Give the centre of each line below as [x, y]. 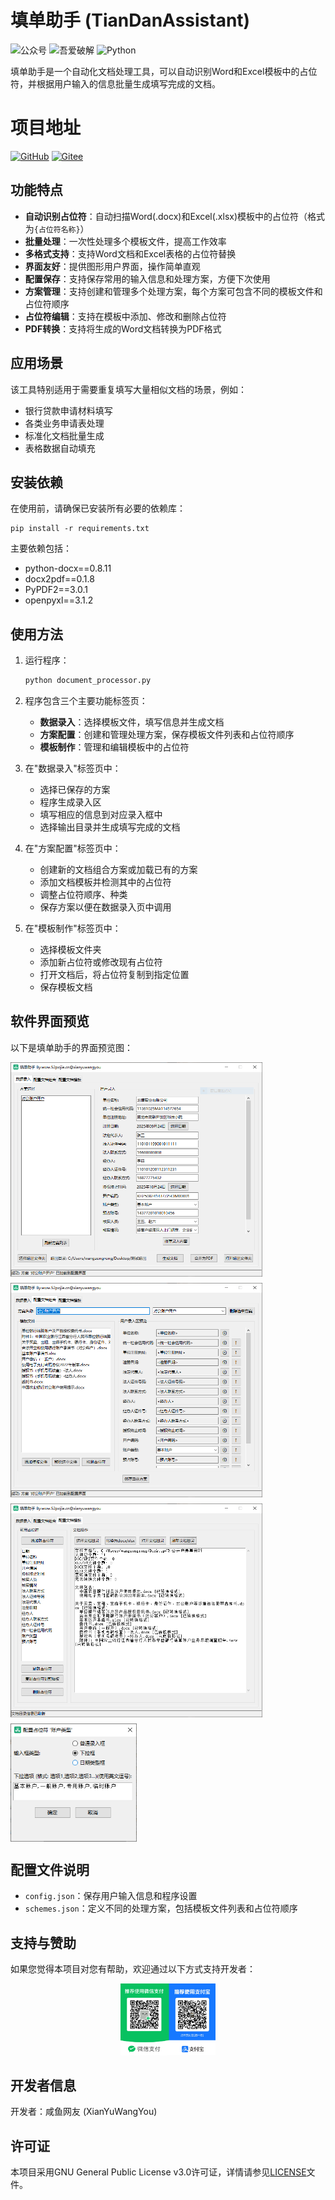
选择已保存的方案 [75, 789]
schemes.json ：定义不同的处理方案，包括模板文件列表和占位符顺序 [161, 1908]
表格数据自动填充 [60, 448]
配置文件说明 [50, 1870]
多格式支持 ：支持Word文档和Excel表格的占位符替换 [130, 253]
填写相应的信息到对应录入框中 [101, 814]
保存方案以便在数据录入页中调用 [105, 907]
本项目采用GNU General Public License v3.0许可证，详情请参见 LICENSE [158, 2172]
